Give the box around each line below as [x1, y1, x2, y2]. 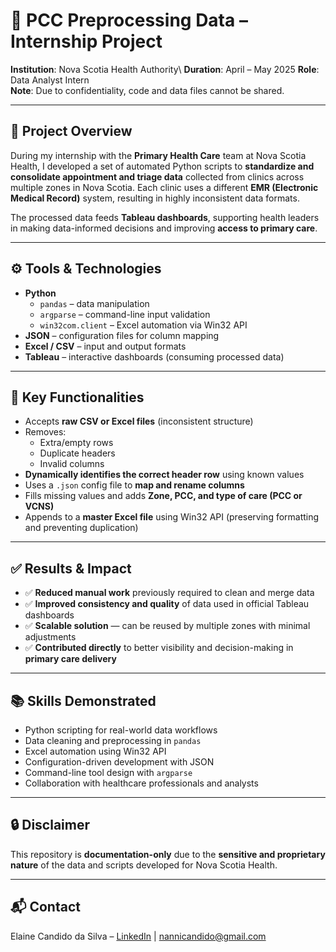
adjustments [24, 631, 77, 643]
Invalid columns [39, 458, 105, 470]
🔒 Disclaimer [10, 817, 90, 834]
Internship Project [10, 30, 163, 53]
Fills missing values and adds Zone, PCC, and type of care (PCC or [24, 490, 303, 502]
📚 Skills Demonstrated [10, 692, 157, 709]
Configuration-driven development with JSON [24, 756, 215, 768]
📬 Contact [10, 899, 81, 916]
